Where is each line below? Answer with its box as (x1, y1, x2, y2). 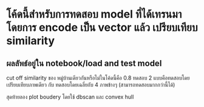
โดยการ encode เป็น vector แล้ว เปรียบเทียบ (6, 21, 198, 35)
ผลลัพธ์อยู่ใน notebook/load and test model (6, 58, 162, 68)
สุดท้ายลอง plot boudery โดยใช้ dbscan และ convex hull (6, 93, 134, 100)
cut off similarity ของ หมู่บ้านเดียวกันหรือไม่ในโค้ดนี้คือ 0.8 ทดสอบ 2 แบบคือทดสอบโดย (6, 74, 190, 81)
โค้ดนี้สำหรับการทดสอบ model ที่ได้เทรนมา (6, 7, 182, 21)
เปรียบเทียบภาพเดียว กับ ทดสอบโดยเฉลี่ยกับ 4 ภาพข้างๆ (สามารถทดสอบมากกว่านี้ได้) (6, 81, 175, 88)
